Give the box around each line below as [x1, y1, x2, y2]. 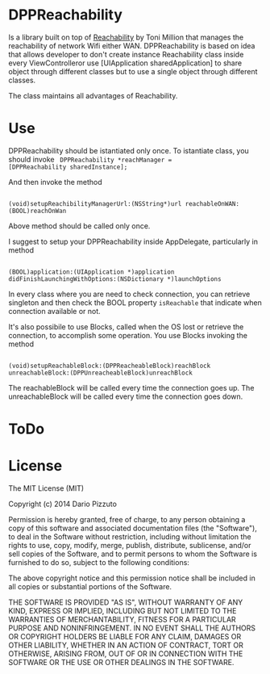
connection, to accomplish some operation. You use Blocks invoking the [8, 330, 248, 340]
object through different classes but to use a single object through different [8, 66, 258, 76]
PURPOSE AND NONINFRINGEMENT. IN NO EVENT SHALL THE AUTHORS [8, 623, 256, 633]
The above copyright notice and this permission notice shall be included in [8, 573, 255, 583]
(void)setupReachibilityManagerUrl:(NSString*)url [8, 199, 182, 207]
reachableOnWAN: [185, 199, 240, 207]
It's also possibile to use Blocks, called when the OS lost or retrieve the [8, 321, 244, 332]
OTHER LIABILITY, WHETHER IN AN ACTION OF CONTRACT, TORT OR [8, 640, 243, 650]
